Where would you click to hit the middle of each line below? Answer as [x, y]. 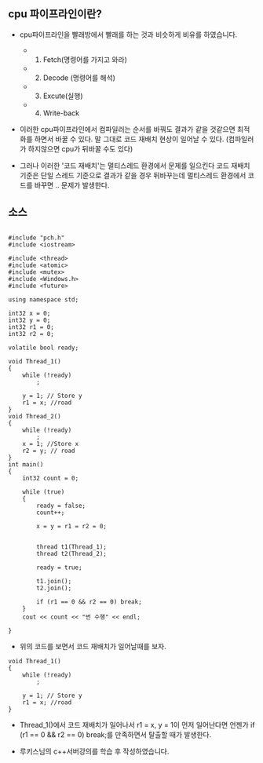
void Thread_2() [35, 416]
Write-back [61, 113]
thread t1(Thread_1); [72, 547]
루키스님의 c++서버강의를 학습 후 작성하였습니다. [94, 751]
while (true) [44, 492]
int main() [26, 464]
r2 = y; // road [49, 451]
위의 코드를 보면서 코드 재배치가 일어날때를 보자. [93, 646]
